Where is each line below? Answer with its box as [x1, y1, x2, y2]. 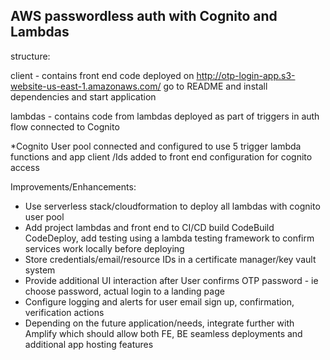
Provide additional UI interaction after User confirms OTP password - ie [24, 274, 319, 286]
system [24, 264, 56, 276]
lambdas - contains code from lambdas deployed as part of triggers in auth [10, 110, 320, 122]
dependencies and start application [10, 90, 157, 103]
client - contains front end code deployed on [10, 69, 195, 81]
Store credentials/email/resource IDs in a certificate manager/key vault [24, 253, 317, 265]
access [10, 161, 40, 173]
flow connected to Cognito [10, 120, 120, 133]
